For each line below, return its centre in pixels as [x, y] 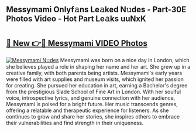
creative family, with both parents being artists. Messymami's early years [94, 73]
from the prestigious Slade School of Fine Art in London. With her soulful [94, 92]
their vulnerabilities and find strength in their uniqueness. [75, 123]
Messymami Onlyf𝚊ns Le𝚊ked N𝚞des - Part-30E [96, 10]
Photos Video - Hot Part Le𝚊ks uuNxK [76, 19]
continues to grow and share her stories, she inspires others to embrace [93, 116]
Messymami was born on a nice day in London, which [125, 60]
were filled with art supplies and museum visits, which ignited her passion [95, 79]
